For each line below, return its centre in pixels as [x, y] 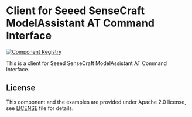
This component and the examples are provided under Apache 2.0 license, [96, 102]
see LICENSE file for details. [40, 108]
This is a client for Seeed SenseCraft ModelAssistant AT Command [87, 63]
